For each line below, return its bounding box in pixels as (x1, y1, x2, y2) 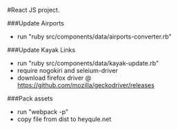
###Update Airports (7, 19, 64, 27)
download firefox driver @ (17, 74, 92, 82)
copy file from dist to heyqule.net (17, 115, 112, 123)
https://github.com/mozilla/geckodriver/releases (17, 81, 155, 89)
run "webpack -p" (17, 108, 69, 116)
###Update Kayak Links (7, 46, 76, 54)
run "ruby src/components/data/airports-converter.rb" (17, 32, 172, 41)
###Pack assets (7, 94, 53, 102)
